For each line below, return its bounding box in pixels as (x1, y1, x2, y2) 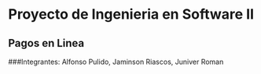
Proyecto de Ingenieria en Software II (8, 5, 254, 23)
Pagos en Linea (8, 37, 85, 50)
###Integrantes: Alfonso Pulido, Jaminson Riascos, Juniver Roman (8, 57, 224, 66)
